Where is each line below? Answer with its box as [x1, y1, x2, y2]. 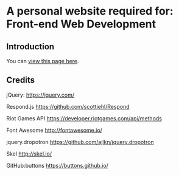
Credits [6, 75, 35, 86]
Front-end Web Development [6, 17, 156, 31]
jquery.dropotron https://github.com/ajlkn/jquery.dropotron [6, 138, 154, 145]
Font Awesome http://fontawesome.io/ [6, 126, 102, 134]
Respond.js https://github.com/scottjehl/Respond [6, 103, 130, 110]
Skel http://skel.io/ [6, 150, 52, 157]
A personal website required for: [6, 4, 174, 18]
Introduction [6, 41, 55, 52]
